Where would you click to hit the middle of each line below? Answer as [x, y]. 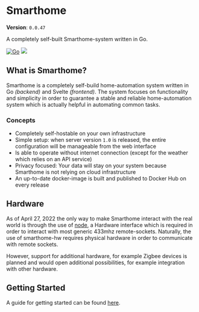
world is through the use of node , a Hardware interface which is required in [99, 225]
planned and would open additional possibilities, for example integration [96, 262]
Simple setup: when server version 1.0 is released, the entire [90, 140]
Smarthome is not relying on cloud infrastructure [75, 172]
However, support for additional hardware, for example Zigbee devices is [97, 256]
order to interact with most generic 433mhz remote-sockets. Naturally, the [99, 231]
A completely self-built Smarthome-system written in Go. [77, 39]
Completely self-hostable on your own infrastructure [80, 133]
